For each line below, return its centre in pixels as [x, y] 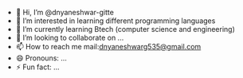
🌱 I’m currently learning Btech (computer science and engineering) [125, 29]
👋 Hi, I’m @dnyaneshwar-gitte [65, 12]
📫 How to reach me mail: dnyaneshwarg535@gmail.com [108, 47]
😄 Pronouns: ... [41, 58]
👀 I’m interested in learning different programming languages [116, 21]
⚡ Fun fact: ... [37, 67]
